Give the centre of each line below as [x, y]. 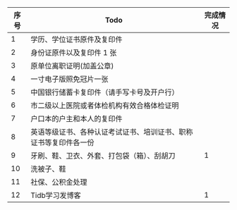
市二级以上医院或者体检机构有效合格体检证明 [105, 105]
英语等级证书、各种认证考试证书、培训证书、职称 [112, 132]
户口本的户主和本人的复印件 [77, 119]
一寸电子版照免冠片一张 [69, 79]
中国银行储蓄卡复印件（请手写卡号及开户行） [105, 92]
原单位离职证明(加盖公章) [72, 66]
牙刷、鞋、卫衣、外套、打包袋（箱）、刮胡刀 [103, 156]
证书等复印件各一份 [62, 142]
